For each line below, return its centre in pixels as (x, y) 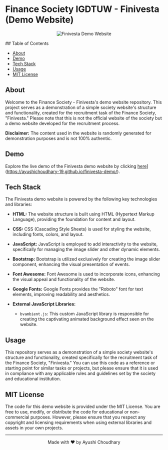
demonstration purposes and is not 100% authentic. (58, 138)
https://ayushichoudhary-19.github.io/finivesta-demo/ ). (63, 171)
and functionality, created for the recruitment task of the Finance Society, (81, 112)
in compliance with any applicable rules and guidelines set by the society (80, 373)
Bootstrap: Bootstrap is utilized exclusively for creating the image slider (86, 259)
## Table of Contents (27, 43)
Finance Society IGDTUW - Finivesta (82, 9)
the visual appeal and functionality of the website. (64, 279)
